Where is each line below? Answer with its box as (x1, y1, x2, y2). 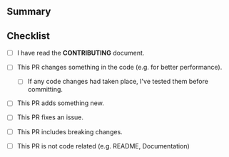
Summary (6, 6, 51, 18)
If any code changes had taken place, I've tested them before (27, 77, 208, 86)
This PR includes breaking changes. (16, 127, 123, 136)
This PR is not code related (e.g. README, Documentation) (16, 141, 190, 150)
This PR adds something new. (16, 99, 104, 107)
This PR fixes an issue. (16, 113, 83, 121)
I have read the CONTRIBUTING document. (16, 49, 145, 58)
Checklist (6, 30, 51, 42)
